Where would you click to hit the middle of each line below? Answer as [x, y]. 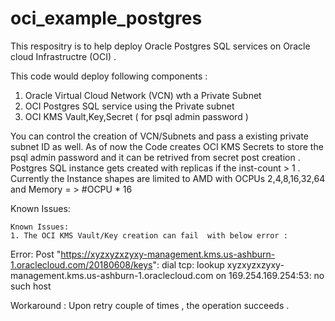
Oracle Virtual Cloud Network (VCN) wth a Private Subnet [143, 95]
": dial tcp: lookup [188, 264]
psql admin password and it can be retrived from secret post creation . [155, 157]
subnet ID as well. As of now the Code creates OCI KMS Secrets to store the [167, 146]
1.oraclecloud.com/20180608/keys [81, 264]
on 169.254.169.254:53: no [270, 275]
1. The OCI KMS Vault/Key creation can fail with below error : [149, 235]
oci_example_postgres [106, 18]
